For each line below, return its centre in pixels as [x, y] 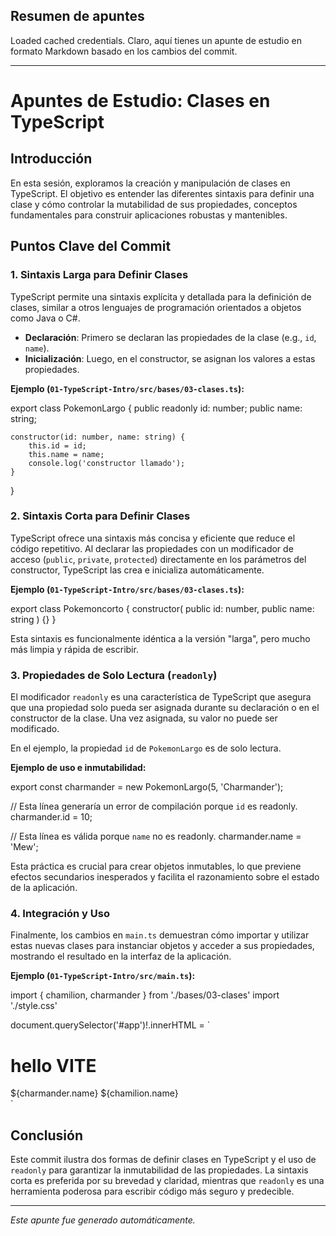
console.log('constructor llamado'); [107, 463]
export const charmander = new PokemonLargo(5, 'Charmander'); [147, 787]
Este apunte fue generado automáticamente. [103, 1220]
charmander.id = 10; [51, 817]
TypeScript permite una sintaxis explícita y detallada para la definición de [161, 296]
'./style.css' [34, 1006]
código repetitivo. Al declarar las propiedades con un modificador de [152, 548]
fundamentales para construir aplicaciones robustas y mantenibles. [149, 215]
